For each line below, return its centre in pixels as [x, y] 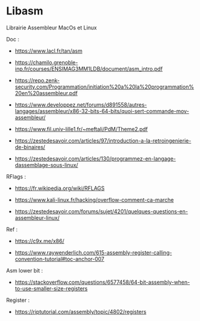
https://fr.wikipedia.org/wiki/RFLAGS [60, 188]
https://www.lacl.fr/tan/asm [48, 51]
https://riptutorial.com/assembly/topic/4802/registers [81, 311]
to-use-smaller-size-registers [51, 288]
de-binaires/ [30, 147]
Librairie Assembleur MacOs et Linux [52, 28]
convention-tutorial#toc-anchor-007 [59, 259]
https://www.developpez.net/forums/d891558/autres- [81, 105]
